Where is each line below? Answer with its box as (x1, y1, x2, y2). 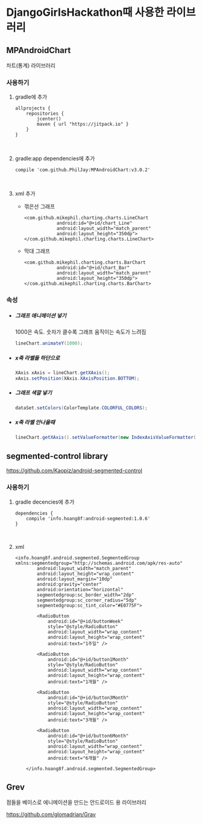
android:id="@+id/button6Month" (47, 733, 129, 739)
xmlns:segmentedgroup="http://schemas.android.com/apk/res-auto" (14, 560, 183, 566)
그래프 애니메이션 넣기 (14, 312, 67, 319)
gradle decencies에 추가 (14, 498, 75, 505)
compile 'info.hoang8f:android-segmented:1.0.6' (26, 515, 151, 522)
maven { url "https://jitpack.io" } (37, 122, 129, 128)
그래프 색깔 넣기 (14, 389, 52, 397)
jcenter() (37, 116, 62, 122)
